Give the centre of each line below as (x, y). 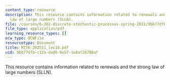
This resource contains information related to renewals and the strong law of (85, 67)
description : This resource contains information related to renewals (81, 15)
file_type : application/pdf (35, 29)
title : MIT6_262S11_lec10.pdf (37, 48)
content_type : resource (30, 10)
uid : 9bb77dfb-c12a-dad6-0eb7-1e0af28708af (52, 52)
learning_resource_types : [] (36, 33)
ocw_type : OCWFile (25, 38)
